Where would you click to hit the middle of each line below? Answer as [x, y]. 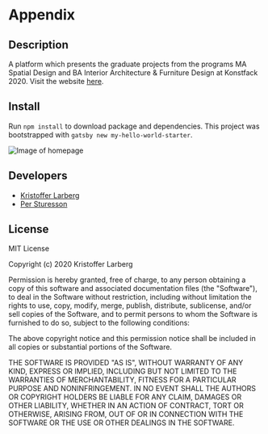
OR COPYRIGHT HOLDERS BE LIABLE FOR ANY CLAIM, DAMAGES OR [125, 397]
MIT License [29, 249]
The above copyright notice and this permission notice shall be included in [132, 339]
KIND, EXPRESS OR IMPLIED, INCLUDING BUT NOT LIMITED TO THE [123, 371]
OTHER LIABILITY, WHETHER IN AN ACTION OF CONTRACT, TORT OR [126, 406]
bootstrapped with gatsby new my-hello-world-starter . [100, 134]
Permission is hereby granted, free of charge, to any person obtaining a [127, 280]
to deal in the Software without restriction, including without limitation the [130, 297]
